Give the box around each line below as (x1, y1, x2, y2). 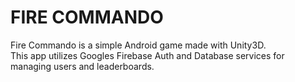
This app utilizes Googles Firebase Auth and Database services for (10, 49, 285, 61)
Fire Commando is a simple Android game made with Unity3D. (10, 39, 267, 51)
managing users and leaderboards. (10, 60, 155, 72)
